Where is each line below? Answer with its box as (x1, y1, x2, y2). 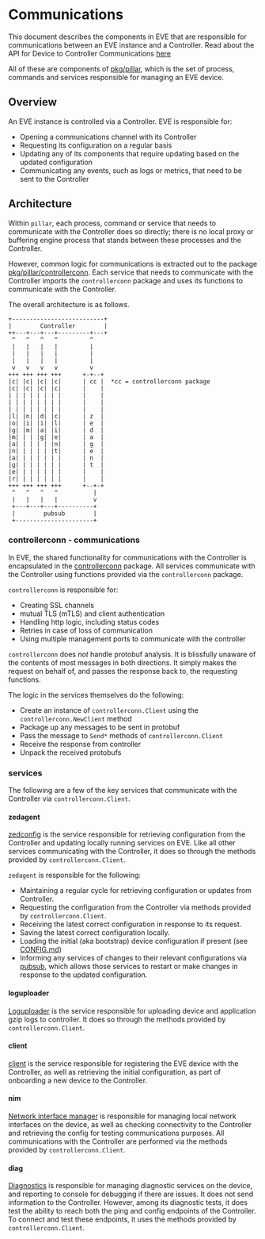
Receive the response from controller (19, 739, 141, 748)
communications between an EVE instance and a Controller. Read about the (8, 40, 255, 49)
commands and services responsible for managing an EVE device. (8, 72, 224, 82)
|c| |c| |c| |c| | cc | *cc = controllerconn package (8, 377, 211, 386)
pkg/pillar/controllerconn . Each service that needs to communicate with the (8, 267, 254, 277)
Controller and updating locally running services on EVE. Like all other (8, 838, 236, 848)
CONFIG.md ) (19, 945, 62, 954)
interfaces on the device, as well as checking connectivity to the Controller (8, 1119, 252, 1129)
